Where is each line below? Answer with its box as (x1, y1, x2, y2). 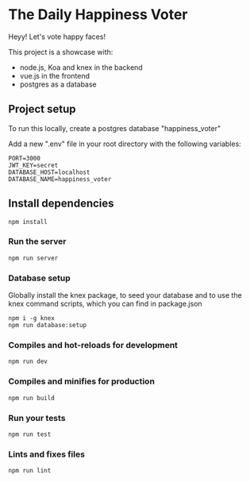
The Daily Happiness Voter (8, 6, 188, 24)
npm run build (8, 394, 56, 402)
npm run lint (8, 467, 52, 475)
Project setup (8, 102, 77, 116)
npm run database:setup (8, 322, 87, 330)
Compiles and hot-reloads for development (8, 340, 179, 351)
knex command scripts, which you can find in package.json (8, 299, 202, 309)
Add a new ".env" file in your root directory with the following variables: (8, 139, 242, 148)
